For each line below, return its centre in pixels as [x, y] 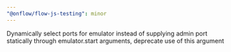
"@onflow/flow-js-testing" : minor [57, 14]
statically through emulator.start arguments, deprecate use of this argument [115, 41]
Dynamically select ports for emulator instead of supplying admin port [107, 33]
